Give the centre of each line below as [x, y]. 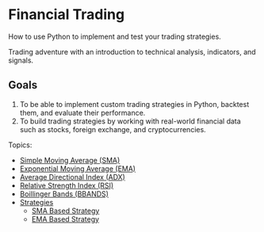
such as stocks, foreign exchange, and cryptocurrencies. [113, 129]
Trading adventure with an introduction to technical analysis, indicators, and [132, 51]
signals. [21, 60]
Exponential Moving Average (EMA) [78, 169]
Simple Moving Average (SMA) [70, 160]
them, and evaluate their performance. [82, 112]
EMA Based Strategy [65, 219]
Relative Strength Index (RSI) [67, 185]
